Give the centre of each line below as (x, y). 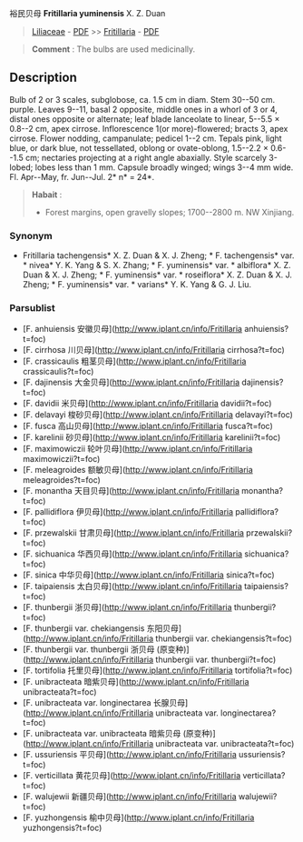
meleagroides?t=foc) (62, 480)
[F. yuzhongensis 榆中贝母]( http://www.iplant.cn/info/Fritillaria (138, 817)
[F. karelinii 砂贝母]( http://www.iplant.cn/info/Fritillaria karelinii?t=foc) (151, 437)
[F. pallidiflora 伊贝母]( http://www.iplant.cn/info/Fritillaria (128, 512)
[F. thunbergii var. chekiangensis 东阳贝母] (102, 628)
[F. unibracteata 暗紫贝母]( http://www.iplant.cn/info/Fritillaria (136, 682)
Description (43, 78)
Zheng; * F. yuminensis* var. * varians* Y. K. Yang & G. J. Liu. (137, 285)
